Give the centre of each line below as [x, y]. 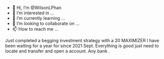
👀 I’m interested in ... [33, 13]
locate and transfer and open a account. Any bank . [57, 51]
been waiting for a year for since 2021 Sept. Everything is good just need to [82, 46]
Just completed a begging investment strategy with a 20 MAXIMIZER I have [82, 40]
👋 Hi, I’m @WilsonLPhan [37, 8]
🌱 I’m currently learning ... [39, 18]
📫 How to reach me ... [35, 29]
